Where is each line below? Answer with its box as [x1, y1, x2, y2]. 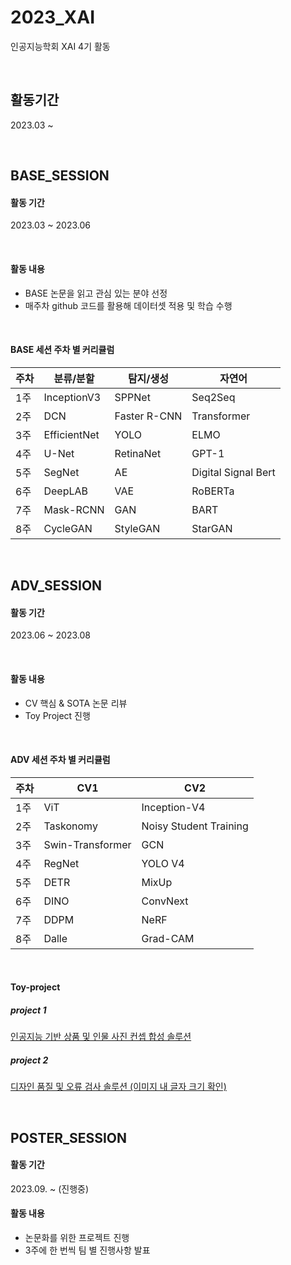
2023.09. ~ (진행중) [10, 1182, 90, 1195]
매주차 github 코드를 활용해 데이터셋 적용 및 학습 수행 [24, 299, 233, 311]
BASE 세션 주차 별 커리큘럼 [10, 344, 115, 356]
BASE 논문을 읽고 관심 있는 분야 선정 [24, 287, 168, 299]
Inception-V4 [141, 800, 206, 814]
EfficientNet [43, 427, 100, 441]
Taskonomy [43, 819, 98, 833]
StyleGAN [114, 521, 161, 535]
